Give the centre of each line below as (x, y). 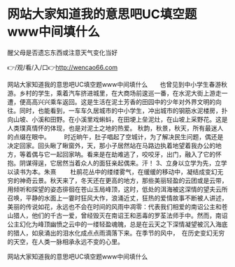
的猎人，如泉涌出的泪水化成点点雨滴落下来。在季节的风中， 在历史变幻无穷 (116, 233)
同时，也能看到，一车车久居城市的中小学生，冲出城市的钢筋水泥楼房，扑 (123, 110)
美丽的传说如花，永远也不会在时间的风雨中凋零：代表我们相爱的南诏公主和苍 (117, 206)
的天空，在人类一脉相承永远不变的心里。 (65, 241)
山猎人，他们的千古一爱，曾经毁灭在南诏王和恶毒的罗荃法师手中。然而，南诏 (117, 215)
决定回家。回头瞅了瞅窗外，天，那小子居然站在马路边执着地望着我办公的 (111, 145)
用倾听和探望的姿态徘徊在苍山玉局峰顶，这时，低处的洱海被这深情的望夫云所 (117, 189)
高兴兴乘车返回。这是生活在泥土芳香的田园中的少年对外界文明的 (123, 101)
